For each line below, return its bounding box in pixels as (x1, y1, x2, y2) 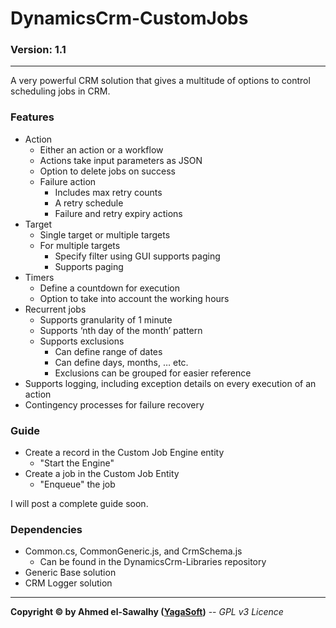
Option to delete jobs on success (39, 165, 176, 177)
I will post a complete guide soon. (10, 498, 149, 510)
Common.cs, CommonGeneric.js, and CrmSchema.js (24, 545, 243, 557)
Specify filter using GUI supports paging (54, 250, 221, 262)
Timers (24, 271, 55, 283)
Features (10, 110, 55, 124)
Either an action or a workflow (39, 143, 164, 156)
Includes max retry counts (54, 186, 163, 198)
